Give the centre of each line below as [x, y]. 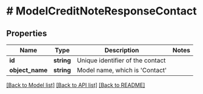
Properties [27, 33]
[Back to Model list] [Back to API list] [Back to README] [76, 85]
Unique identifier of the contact [121, 60]
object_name [28, 70]
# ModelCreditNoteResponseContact [101, 11]
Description [122, 50]
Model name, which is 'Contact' [122, 70]
